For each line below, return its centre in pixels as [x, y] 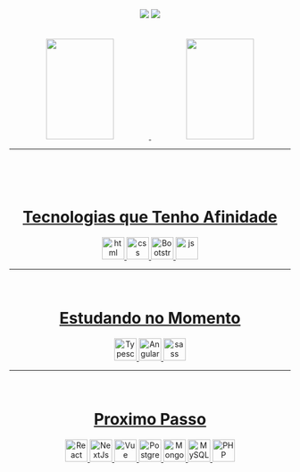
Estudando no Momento [150, 319]
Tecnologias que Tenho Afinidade [150, 217]
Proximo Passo [150, 420]
